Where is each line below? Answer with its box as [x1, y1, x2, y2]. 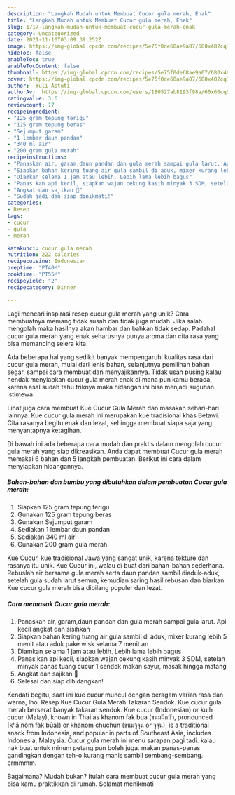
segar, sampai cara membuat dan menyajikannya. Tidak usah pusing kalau [7, 368, 222, 376]
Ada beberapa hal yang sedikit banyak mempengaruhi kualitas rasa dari [7, 352, 214, 361]
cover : [7, 75, 27, 83]
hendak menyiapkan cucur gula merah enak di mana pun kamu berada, [7, 375, 212, 383]
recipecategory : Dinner [7, 283, 77, 291]
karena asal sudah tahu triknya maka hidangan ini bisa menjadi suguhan [7, 382, 215, 391]
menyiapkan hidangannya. [7, 462, 83, 470]
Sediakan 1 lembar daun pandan [17, 526, 111, 534]
